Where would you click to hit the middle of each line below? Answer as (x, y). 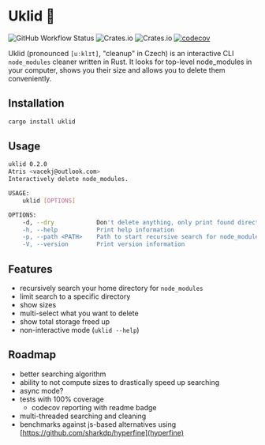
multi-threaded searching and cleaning (83, 416)
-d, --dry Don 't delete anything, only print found (129, 222)
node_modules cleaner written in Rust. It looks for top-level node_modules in (130, 62)
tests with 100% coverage (62, 399)
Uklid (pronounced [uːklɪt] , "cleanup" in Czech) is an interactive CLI (121, 53)
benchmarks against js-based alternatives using (98, 424)
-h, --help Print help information (99, 230)
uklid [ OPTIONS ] (49, 201)
